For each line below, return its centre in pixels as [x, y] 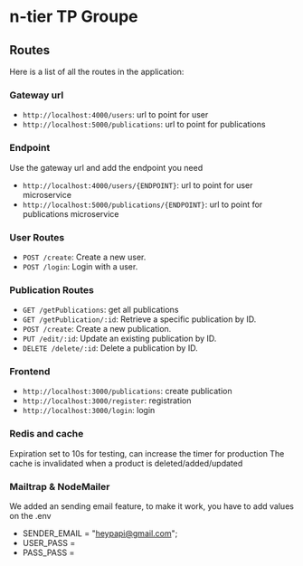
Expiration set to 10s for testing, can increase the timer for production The [147, 453]
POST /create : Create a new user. [84, 257]
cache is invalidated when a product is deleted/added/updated [126, 463]
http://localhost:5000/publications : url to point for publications [144, 125]
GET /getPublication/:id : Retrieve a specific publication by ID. [139, 319]
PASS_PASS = [48, 552]
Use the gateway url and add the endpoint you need [106, 167]
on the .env [30, 516]
